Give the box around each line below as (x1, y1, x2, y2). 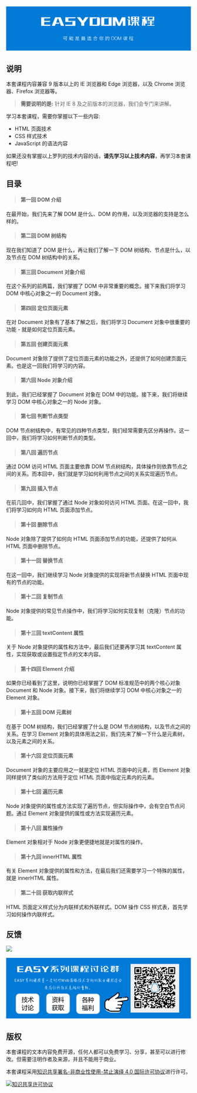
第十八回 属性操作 (20, 824, 63, 831)
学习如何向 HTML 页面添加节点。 (16, 506, 96, 513)
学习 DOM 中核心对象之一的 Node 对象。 (6, 398, 104, 405)
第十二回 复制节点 (20, 593, 63, 600)
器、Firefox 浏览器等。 (6, 88, 60, 95)
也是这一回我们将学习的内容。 (16, 362, 89, 369)
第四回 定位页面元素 (20, 304, 69, 312)
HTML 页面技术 (14, 125, 52, 132)
